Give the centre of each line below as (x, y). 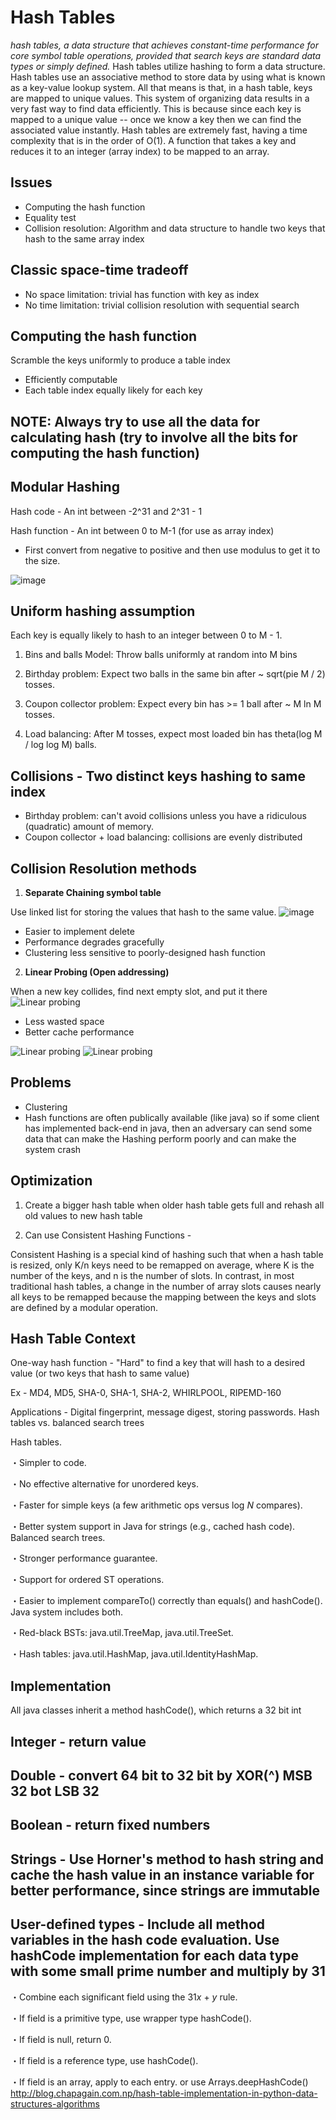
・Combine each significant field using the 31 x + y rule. (124, 1997)
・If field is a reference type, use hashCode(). (104, 2060)
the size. (42, 560)
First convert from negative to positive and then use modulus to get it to (172, 550)
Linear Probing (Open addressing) (97, 972)
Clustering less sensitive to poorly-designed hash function (145, 953)
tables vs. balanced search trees (77, 1423)
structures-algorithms (55, 2103)
